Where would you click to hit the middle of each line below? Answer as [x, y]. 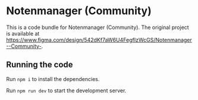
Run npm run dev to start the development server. [66, 91]
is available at [23, 33]
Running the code [40, 65]
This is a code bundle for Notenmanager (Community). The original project [98, 27]
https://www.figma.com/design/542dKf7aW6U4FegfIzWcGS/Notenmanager [99, 40]
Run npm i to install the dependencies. [53, 79]
